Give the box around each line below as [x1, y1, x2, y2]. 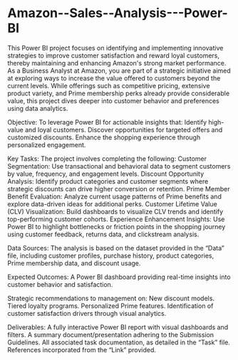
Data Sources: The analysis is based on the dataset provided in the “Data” [7, 243, 224, 252]
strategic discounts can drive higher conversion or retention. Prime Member [7, 184, 230, 193]
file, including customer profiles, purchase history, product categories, [7, 251, 214, 260]
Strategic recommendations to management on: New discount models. [7, 294, 215, 302]
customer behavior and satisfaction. [7, 280, 113, 289]
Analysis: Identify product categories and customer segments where [7, 176, 209, 186]
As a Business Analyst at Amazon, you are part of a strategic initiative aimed [7, 66, 232, 75]
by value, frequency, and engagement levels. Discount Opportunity [7, 169, 205, 178]
